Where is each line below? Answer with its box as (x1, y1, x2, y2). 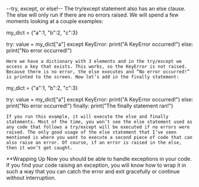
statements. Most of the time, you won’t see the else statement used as (6, 119, 193, 125)
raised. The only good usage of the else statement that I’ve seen (6, 129, 177, 135)
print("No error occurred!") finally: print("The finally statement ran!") (6, 102, 173, 109)
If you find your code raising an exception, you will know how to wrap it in (6, 161, 187, 169)
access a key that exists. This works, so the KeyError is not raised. (6, 64, 187, 69)
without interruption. (6, 175, 56, 181)
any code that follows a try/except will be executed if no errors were (6, 124, 190, 130)
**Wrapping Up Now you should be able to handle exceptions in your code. (6, 156, 192, 162)
